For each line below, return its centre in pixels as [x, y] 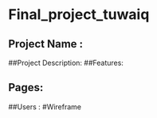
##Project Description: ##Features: [66, 63]
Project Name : [46, 44]
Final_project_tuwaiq [79, 15]
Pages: [26, 88]
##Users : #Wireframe [45, 107]
